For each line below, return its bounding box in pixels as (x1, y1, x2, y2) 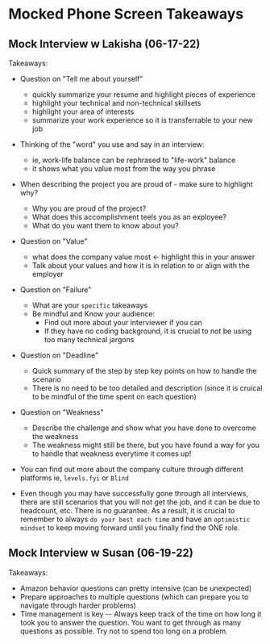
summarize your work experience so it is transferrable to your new (31, 115, 254, 125)
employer (31, 270, 64, 278)
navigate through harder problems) (19, 600, 137, 610)
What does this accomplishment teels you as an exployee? (31, 212, 227, 222)
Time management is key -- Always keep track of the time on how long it (19, 608, 262, 618)
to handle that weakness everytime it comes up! (31, 449, 192, 458)
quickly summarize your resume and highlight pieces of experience (31, 90, 256, 99)
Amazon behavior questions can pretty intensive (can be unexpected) (19, 583, 252, 593)
